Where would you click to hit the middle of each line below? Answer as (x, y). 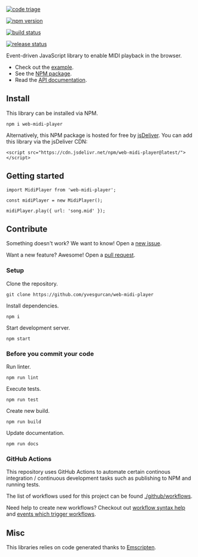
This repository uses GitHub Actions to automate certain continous (88, 472)
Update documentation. (35, 433)
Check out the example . (44, 67)
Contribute (27, 229)
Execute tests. (24, 389)
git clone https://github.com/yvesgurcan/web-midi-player (80, 294)
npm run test (22, 400)
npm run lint (22, 378)
